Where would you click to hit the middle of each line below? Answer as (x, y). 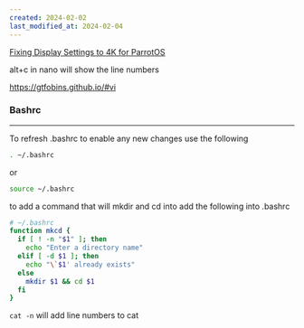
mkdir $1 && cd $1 (60, 281)
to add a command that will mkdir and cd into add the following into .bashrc (150, 206)
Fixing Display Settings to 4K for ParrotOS (87, 52)
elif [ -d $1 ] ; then (58, 257)
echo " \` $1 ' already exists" (81, 264)
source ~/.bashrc (42, 189)
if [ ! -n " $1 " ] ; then (62, 239)
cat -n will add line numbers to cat (74, 315)
